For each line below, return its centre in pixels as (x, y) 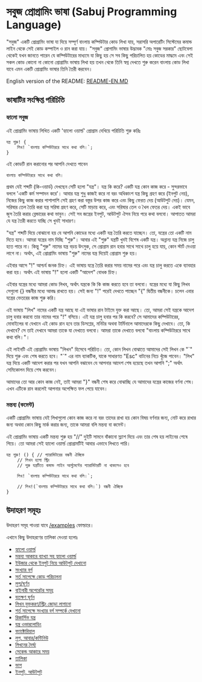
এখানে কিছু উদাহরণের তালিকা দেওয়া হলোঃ (42, 537)
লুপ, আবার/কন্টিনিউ (32, 638)
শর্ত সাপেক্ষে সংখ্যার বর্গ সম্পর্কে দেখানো (48, 611)
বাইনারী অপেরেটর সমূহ (34, 590)
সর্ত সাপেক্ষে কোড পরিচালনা (38, 576)
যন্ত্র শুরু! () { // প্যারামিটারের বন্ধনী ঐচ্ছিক (45, 455)
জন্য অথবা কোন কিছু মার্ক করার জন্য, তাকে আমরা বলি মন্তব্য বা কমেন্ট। (67, 424)
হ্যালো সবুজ (17, 117)
